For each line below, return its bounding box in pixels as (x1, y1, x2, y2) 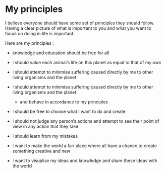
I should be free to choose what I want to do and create (12, 108, 126, 114)
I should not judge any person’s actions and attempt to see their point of (12, 118, 160, 124)
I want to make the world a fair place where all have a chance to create (12, 143, 157, 149)
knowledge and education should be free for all (12, 50, 109, 56)
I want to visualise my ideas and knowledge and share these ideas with (12, 158, 158, 164)
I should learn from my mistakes (12, 133, 78, 139)
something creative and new (12, 148, 71, 154)
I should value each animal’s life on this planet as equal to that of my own (12, 59, 162, 65)
